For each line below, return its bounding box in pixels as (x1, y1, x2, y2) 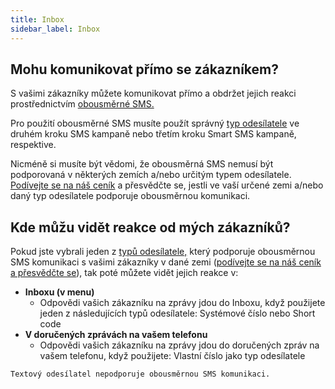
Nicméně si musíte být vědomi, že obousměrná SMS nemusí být (10, 158, 274, 170)
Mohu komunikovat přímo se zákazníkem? (10, 61, 279, 78)
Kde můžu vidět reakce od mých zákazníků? (10, 219, 291, 236)
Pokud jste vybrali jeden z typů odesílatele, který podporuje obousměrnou (10, 246, 316, 258)
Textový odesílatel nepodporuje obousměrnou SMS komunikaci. (10, 369, 271, 380)
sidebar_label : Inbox (10, 24, 101, 34)
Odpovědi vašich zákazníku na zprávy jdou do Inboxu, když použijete (39, 297, 326, 309)
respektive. (10, 139, 57, 151)
